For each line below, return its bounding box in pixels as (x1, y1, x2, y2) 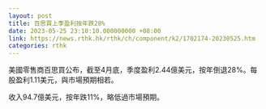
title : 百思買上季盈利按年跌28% (8, 19, 105, 27)
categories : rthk (8, 42, 67, 50)
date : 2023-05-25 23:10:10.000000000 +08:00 (8, 27, 161, 35)
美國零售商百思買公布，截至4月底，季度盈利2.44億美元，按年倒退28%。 (8, 65, 251, 75)
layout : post (8, 11, 53, 20)
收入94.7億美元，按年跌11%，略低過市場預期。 (8, 92, 165, 102)
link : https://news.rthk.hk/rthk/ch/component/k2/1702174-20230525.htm (8, 34, 255, 43)
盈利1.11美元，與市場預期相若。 (15, 75, 118, 85)
